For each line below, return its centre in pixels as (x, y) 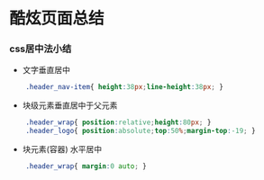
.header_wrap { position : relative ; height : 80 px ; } (118, 122)
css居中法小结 (41, 49)
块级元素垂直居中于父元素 (70, 105)
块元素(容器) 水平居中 (62, 149)
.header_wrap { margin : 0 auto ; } (86, 166)
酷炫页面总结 (57, 18)
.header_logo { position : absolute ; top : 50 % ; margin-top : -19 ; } (141, 131)
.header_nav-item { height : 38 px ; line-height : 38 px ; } (124, 87)
